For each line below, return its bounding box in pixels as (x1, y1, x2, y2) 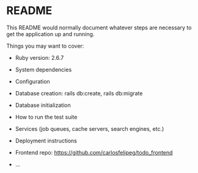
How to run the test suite (15, 113, 78, 120)
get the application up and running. (6, 30, 95, 37)
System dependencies (15, 65, 72, 73)
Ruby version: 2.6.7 (15, 54, 64, 61)
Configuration (15, 78, 50, 85)
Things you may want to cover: (6, 42, 84, 50)
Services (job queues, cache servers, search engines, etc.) (15, 125, 164, 132)
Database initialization (15, 101, 71, 109)
